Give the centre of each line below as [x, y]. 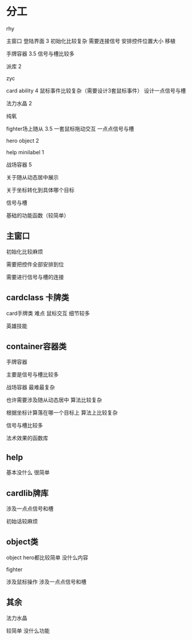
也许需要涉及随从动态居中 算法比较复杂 [54, 400]
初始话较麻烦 [22, 521]
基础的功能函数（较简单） [38, 215]
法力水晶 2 [19, 103]
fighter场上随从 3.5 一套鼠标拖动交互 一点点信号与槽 [70, 128]
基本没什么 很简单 [28, 473]
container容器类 [36, 346]
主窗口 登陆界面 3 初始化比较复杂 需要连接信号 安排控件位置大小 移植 [91, 41]
